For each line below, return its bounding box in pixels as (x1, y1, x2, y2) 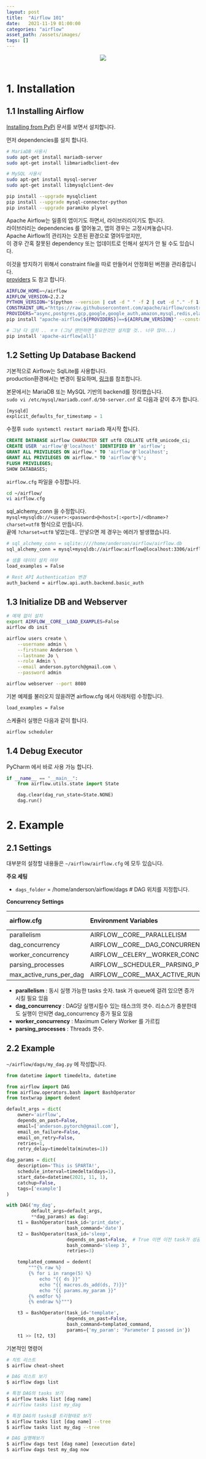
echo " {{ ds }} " (39, 1276, 81, 1282)
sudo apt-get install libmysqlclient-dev (6, 182, 114, 189)
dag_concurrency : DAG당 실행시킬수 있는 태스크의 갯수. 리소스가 (15, 1002, 176, 1009)
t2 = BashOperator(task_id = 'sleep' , (17, 1230, 112, 1237)
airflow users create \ (6, 635, 67, 641)
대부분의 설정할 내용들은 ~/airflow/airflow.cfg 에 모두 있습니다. (6, 859, 164, 867)
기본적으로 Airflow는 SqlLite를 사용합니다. (6, 367, 107, 375)
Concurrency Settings (6, 898, 64, 905)
